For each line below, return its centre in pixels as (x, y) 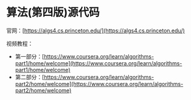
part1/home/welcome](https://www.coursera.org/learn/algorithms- (99, 63)
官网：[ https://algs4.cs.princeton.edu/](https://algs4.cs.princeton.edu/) (96, 30)
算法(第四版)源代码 (53, 12)
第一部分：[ (30, 56)
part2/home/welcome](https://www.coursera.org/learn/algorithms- (99, 84)
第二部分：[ (30, 77)
